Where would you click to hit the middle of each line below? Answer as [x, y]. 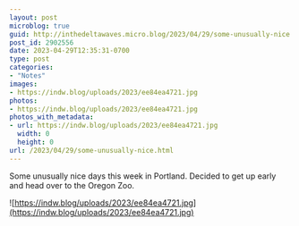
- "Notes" [28, 76]
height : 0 [35, 142]
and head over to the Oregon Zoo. [72, 185]
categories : [31, 68]
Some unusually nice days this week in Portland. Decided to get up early [143, 176]
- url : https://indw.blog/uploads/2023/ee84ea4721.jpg [114, 126]
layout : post [34, 17]
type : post [30, 59]
